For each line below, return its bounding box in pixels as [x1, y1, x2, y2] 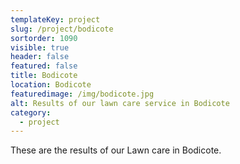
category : [10, 107, 52, 118]
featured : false [10, 61, 78, 71]
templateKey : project [10, 14, 101, 25]
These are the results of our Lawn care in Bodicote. [10, 144, 222, 156]
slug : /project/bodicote [10, 24, 114, 34]
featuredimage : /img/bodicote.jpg [10, 89, 155, 99]
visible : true [10, 42, 70, 53]
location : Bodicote [10, 80, 92, 90]
